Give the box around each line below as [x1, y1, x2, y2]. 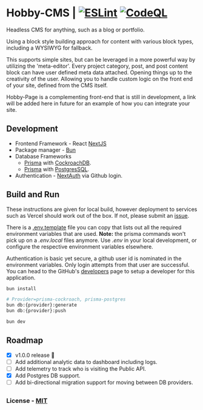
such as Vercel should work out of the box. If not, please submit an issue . [6, 212, 190, 219]
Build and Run [6, 189, 59, 200]
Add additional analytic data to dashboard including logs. [15, 358, 158, 365]
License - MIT [6, 397, 48, 405]
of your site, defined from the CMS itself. [6, 82, 108, 89]
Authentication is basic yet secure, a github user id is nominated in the [6, 255, 182, 262]
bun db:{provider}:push [6, 308, 67, 314]
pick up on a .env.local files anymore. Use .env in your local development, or [6, 236, 197, 244]
